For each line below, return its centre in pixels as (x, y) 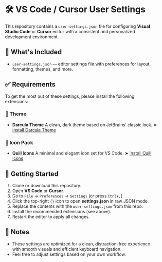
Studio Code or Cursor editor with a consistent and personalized (70, 31)
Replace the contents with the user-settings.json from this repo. (77, 206)
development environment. (32, 37)
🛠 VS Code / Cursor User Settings (75, 10)
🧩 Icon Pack (19, 142)
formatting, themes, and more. (43, 69)
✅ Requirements (30, 84)
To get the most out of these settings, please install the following (70, 96)
